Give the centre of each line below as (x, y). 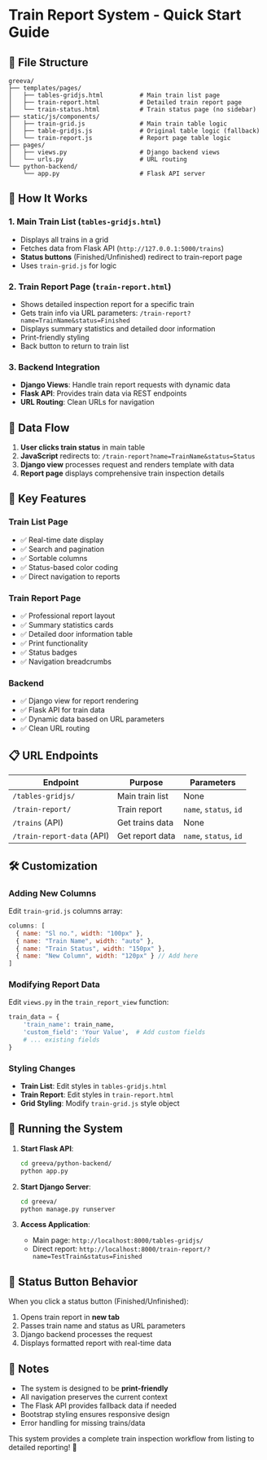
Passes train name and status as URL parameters (103, 1326)
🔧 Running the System (66, 1129)
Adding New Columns (53, 893)
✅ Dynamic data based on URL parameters (92, 719)
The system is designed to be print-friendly (94, 1388)
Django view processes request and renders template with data (127, 465)
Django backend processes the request (86, 1335)
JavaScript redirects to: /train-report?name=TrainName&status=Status (138, 456)
